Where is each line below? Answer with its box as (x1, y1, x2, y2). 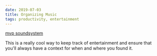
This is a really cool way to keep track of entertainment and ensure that (5, 40, 152, 46)
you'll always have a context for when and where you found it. (5, 45, 133, 51)
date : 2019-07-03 (5, 7, 41, 12)
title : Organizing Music (5, 12, 57, 17)
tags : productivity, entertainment (5, 16, 79, 21)
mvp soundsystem (5, 30, 43, 36)
